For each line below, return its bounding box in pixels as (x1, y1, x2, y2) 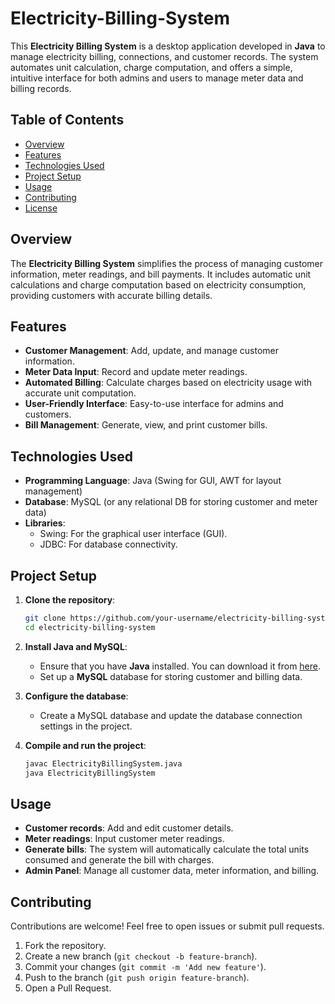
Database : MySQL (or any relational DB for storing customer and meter (24, 496, 318, 508)
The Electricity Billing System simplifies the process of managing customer (10, 257, 324, 269)
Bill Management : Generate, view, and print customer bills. (24, 419, 268, 431)
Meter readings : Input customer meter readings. (24, 833, 225, 845)
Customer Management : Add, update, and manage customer (24, 345, 279, 357)
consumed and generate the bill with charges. (24, 854, 215, 866)
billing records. (10, 82, 72, 94)
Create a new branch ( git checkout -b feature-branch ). (24, 950, 258, 962)
